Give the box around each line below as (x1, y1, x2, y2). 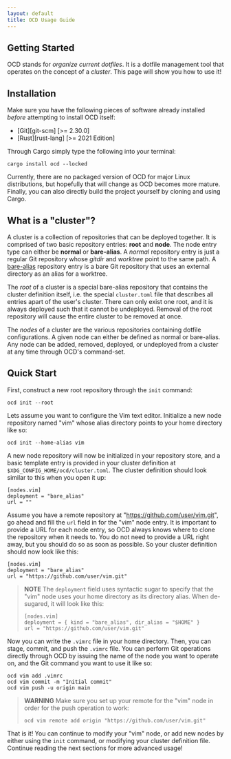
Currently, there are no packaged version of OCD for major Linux (7, 173, 190, 181)
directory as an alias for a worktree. (7, 270, 108, 278)
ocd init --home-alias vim (7, 439, 85, 446)
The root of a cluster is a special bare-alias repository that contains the (7, 283, 208, 291)
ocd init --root (7, 399, 54, 406)
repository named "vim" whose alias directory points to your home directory (7, 418, 223, 427)
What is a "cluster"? (7, 214, 96, 226)
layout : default (7, 10, 54, 17)
